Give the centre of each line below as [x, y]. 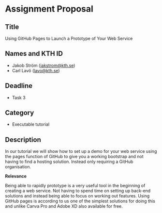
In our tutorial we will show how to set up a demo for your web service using [81, 151]
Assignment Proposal [49, 9]
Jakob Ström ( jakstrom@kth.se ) [44, 65]
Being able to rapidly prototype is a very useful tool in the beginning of [75, 186]
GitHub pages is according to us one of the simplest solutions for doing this [80, 201]
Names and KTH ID [34, 54]
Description [23, 139]
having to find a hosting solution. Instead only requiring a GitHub [69, 162]
